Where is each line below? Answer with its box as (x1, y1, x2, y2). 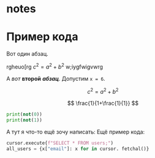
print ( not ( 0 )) (6, 111, 43, 118)
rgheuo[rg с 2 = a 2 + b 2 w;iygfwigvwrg (6, 62, 103, 70)
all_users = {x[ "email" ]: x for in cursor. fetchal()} (6, 146, 149, 152)
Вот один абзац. (6, 50, 48, 58)
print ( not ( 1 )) (6, 117, 43, 124)
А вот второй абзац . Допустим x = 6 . (6, 75, 105, 82)
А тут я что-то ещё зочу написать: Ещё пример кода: (6, 128, 145, 136)
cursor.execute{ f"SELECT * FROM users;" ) (6, 140, 114, 146)
